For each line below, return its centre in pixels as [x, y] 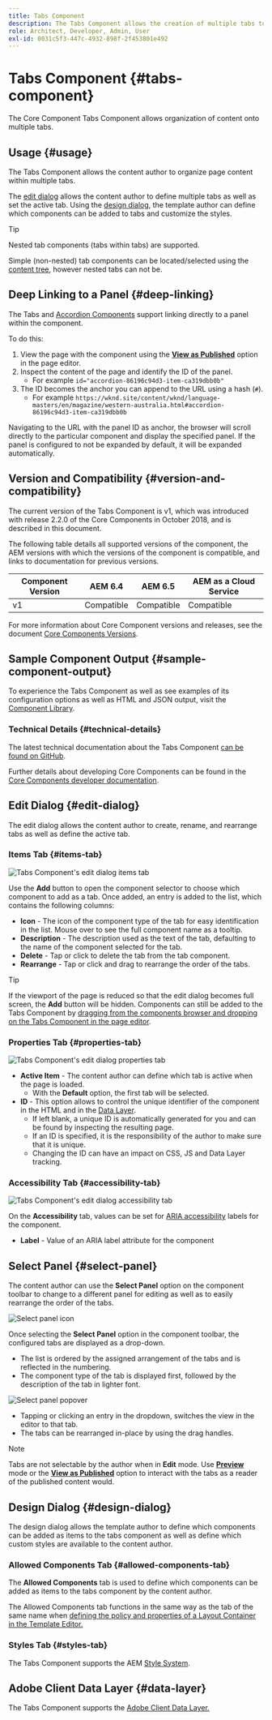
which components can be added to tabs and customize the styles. [120, 213]
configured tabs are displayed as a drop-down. [87, 1343]
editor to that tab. [49, 1425]
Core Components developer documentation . [84, 780]
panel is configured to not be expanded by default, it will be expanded [125, 444]
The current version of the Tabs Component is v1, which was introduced [129, 511]
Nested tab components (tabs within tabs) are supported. [104, 245]
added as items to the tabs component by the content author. [110, 1591]
